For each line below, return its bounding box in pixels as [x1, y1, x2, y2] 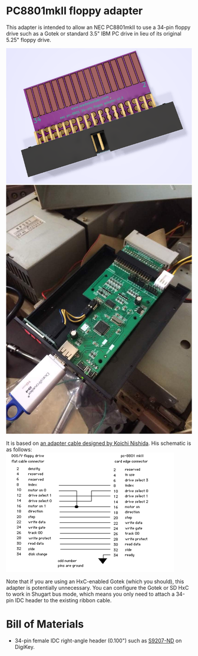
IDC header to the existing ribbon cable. [15, 596, 112, 604]
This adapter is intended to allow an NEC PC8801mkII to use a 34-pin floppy [6, 24, 191, 31]
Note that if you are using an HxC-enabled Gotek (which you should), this [6, 578, 184, 585]
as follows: [6, 445, 32, 453]
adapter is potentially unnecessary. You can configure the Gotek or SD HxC [6, 584, 189, 591]
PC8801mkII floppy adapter [6, 4, 143, 18]
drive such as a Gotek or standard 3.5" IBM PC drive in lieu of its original [6, 30, 181, 37]
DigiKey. [14, 643, 35, 650]
